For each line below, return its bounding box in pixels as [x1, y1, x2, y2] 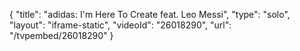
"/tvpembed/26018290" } [9, 30, 114, 41]
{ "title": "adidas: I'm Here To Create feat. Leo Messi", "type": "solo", [9, 9, 291, 20]
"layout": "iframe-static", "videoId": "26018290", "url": [9, 19, 232, 31]
